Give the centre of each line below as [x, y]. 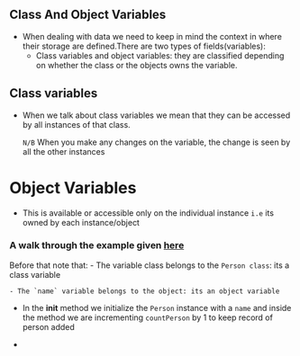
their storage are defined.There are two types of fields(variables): [144, 46]
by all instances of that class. [76, 124]
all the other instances [64, 151]
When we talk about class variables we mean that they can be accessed [156, 115]
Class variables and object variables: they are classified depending [160, 55]
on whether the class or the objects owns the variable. [136, 65]
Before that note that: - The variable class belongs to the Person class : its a [150, 265]
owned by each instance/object [81, 222]
